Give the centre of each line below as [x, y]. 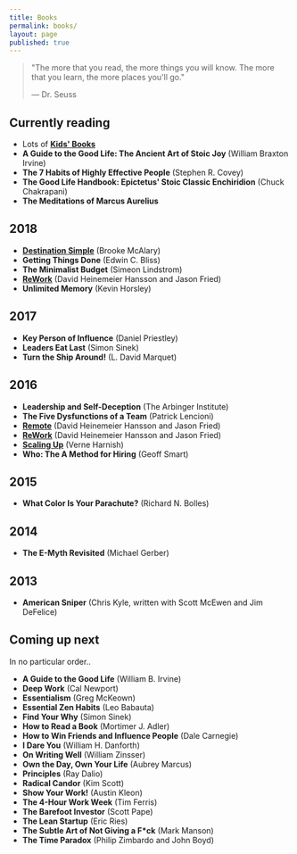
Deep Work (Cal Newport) [70, 688]
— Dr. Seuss [54, 95]
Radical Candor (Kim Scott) [73, 783]
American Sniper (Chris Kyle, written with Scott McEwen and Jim [142, 602]
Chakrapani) [45, 192]
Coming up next [54, 640]
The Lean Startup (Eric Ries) [75, 821]
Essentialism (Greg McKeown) [79, 698]
